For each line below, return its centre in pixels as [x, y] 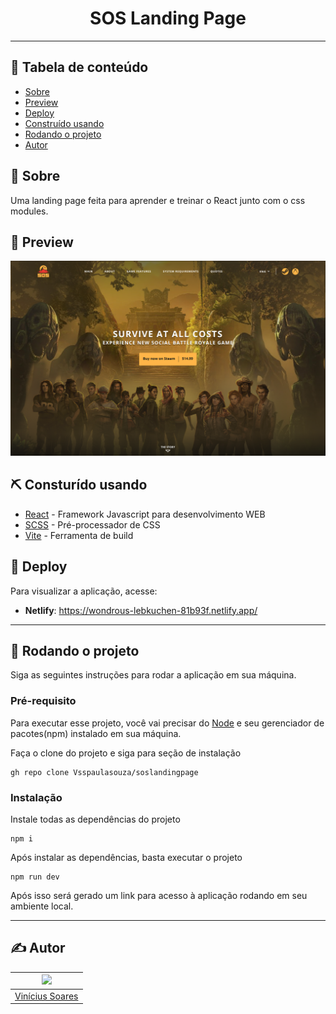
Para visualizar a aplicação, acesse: [84, 591]
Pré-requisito [43, 701]
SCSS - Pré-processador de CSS [92, 524]
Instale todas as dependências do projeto [95, 819]
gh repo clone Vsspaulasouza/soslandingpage [104, 772]
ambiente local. [42, 906]
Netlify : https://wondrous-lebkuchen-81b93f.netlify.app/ [141, 610]
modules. [29, 211]
